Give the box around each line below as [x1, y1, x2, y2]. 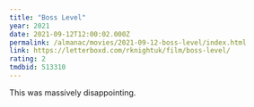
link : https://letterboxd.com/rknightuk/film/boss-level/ [9, 46, 231, 55]
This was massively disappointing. [9, 86, 136, 98]
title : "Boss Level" [9, 12, 87, 22]
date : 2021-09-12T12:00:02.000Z [9, 29, 130, 38]
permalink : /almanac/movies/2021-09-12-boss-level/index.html [9, 37, 247, 47]
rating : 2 [9, 54, 47, 63]
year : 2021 [9, 21, 50, 30]
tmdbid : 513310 [9, 63, 66, 72]
